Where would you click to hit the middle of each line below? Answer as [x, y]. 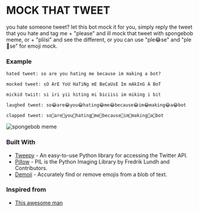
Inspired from [26, 190]
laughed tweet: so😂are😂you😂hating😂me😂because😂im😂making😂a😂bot [96, 105]
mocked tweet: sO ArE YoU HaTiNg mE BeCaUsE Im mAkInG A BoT [84, 84]
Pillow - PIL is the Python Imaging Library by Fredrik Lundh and [92, 161]
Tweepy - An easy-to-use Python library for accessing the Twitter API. [101, 155]
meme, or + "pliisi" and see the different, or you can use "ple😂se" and [93, 39]
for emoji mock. [38, 46]
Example [19, 62]
